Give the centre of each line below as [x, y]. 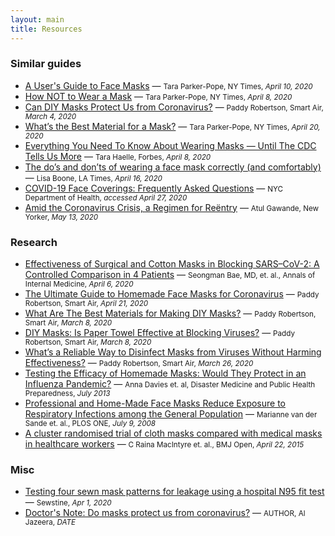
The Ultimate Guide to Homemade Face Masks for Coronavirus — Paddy [172, 294]
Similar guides [46, 64]
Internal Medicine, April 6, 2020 [79, 284]
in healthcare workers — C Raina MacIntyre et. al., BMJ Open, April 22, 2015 [164, 444]
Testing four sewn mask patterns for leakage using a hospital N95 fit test [174, 492]
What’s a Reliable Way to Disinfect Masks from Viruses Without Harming [173, 352]
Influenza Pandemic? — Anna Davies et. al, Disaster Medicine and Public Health [170, 384]
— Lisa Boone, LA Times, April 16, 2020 [93, 177]
